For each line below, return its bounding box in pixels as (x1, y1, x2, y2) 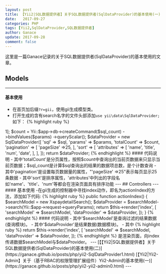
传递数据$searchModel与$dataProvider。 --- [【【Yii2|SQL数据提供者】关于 (5, 239, 156, 245)
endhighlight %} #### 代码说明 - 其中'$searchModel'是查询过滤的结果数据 (5, 215, 157, 221)
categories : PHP (5, 21, 39, 26)
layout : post (5, 7, 32, 12)
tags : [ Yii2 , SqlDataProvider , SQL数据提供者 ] (5, 26, 95, 31)
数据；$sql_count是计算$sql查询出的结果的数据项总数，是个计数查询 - (13, 162, 157, 168)
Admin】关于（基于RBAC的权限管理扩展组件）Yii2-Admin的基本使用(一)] (5, 257, 152, 263)
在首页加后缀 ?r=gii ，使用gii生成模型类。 (12, 106, 96, 112)
